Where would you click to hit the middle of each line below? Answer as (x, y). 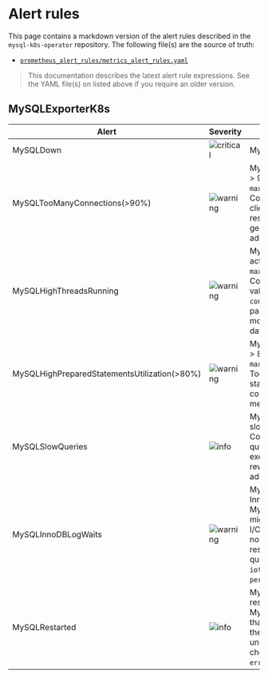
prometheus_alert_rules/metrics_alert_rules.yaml (104, 61)
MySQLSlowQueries (50, 446)
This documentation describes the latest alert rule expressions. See (138, 75)
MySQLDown (37, 150)
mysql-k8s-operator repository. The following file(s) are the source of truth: (132, 44)
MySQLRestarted (44, 627)
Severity (225, 131)
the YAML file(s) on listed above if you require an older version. (131, 84)
